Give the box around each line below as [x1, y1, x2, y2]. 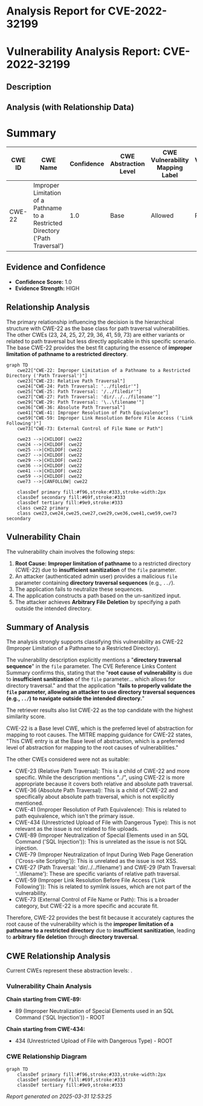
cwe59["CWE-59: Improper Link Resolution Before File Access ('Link [17, 415, 193, 421]
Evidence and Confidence [6, 262, 106, 273]
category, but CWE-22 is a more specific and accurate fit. [14, 902, 159, 909]
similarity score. [6, 713, 47, 720]
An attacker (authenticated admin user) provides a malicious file [14, 573, 178, 580]
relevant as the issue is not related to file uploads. [14, 825, 139, 833]
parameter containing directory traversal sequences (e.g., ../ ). [14, 579, 175, 586]
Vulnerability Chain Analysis [6, 982, 92, 991]
